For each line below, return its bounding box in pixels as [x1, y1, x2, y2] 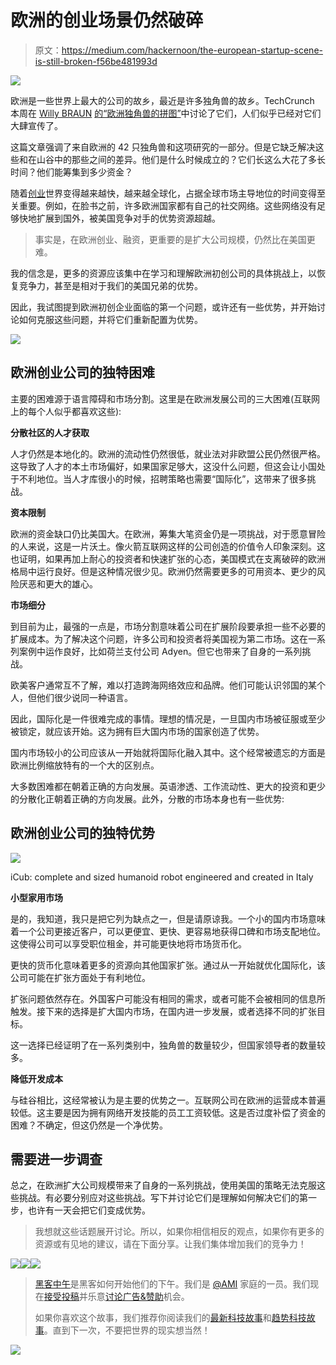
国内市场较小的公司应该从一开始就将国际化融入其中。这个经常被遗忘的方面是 [10, 746, 326, 758]
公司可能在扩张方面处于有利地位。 [10, 971, 151, 983]
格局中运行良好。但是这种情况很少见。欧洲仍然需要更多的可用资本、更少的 [10, 565, 317, 577]
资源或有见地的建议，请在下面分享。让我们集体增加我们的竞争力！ [34, 1238, 307, 1250]
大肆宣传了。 [10, 119, 63, 131]
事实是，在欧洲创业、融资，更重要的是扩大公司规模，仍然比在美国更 [34, 233, 316, 245]
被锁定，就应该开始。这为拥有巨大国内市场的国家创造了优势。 [10, 725, 265, 737]
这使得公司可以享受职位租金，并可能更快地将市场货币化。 [10, 937, 247, 950]
